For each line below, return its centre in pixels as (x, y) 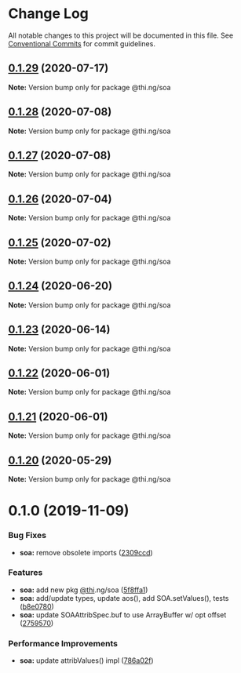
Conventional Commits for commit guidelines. (82, 43)
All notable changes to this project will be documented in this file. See (121, 35)
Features (26, 573)
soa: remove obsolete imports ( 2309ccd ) (86, 552)
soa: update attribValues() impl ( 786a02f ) (87, 660)
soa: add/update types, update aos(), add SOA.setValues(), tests (124, 598)
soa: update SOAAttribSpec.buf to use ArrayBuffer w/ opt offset (123, 615)
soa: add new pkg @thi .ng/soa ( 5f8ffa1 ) (84, 590)
